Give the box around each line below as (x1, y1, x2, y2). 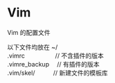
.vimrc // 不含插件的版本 (7, 51, 104, 60)
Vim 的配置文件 (7, 28, 51, 36)
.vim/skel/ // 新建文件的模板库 (7, 69, 108, 77)
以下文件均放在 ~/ (7, 43, 58, 51)
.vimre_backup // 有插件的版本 (7, 60, 100, 68)
